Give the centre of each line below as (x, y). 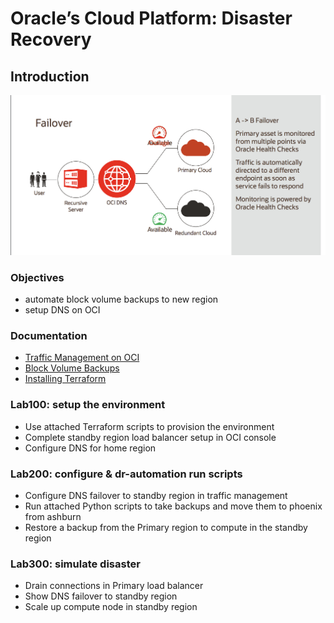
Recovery (51, 39)
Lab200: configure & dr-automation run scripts (126, 474)
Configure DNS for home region (90, 448)
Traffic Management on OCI (82, 358)
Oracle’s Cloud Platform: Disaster (151, 18)
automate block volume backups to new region (121, 299)
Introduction (50, 76)
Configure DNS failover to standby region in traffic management (156, 495)
